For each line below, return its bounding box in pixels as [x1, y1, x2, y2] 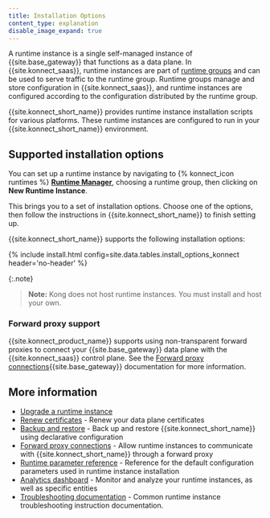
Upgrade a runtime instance [19, 407, 113, 417]
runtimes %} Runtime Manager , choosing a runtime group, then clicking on [8, 178, 259, 187]
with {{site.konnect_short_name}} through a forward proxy [19, 450, 214, 459]
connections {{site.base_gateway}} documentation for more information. [8, 362, 247, 372]
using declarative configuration [19, 432, 124, 442]
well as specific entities [19, 483, 98, 493]
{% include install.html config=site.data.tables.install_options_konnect [8, 250, 239, 260]
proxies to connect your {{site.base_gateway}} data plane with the [8, 345, 227, 355]
